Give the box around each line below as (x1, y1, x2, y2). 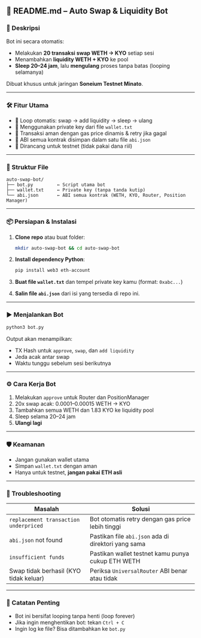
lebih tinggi (89, 523, 121, 531)
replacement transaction (9, 517, 80, 523)
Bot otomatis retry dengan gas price (89, 515, 191, 523)
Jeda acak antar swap (14, 353, 70, 360)
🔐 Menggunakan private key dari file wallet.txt (14, 123, 133, 130)
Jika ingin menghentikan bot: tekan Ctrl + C (14, 619, 124, 626)
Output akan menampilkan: (6, 335, 73, 342)
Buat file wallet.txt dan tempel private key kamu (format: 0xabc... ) (14, 278, 183, 286)
